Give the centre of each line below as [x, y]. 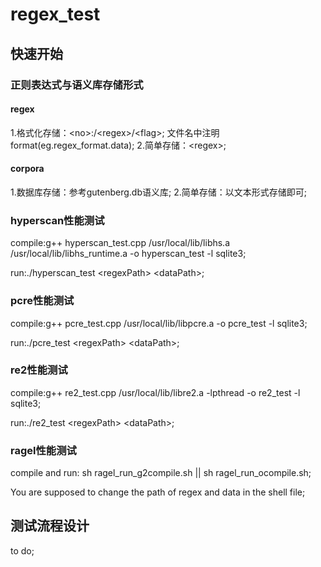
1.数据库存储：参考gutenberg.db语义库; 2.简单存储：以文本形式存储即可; [158, 192]
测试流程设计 [50, 526]
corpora [27, 169]
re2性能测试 [39, 370]
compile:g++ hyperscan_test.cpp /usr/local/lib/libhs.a [120, 243]
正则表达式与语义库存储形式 [77, 85]
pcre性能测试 [42, 301]
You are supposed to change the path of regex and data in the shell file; [158, 492]
